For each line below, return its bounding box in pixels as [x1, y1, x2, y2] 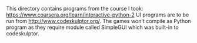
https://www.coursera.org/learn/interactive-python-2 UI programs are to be [6, 11, 189, 18]
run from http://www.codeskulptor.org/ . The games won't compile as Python [6, 18, 191, 24]
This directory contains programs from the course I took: [6, 5, 143, 12]
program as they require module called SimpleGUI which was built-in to [6, 24, 179, 31]
